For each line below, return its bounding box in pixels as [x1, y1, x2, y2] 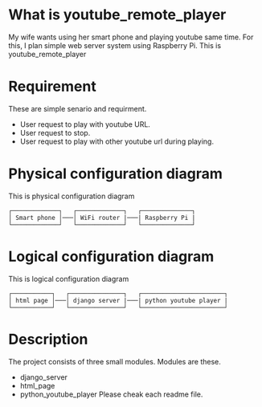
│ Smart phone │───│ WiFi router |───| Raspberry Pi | [8, 214, 196, 222]
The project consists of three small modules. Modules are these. [8, 356, 221, 366]
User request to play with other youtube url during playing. [19, 136, 215, 146]
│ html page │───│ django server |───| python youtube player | [8, 296, 228, 304]
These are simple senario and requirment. [8, 104, 147, 113]
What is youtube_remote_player [8, 6, 227, 24]
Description [8, 330, 88, 348]
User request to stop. [19, 128, 91, 137]
